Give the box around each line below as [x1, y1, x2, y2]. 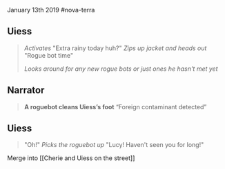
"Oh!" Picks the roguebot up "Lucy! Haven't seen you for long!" [23, 141, 204, 149]
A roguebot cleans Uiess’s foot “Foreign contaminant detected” [23, 102, 207, 111]
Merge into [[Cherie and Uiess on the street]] [7, 154, 135, 162]
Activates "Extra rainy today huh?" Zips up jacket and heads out [23, 44, 207, 52]
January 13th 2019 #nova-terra [7, 6, 95, 14]
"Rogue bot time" [23, 51, 74, 59]
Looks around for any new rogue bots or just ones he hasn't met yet [23, 65, 219, 73]
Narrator [7, 84, 45, 96]
